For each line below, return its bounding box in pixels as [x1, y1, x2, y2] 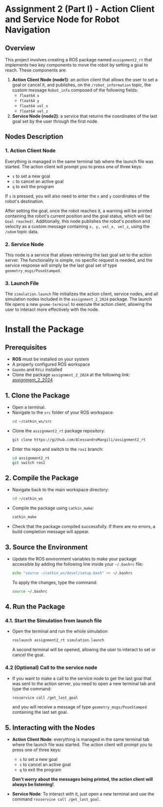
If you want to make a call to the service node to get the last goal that [12, 675, 152, 681]
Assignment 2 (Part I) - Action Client [5, 3, 155, 15]
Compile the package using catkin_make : [12, 505, 94, 511]
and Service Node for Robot [5, 14, 120, 25]
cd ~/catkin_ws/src [12, 419, 52, 424]
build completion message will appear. [12, 529, 90, 535]
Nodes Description [5, 132, 63, 141]
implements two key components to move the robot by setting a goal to [5, 62, 148, 68]
